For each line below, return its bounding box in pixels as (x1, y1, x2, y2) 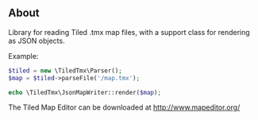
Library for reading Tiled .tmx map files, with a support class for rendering (8, 27, 250, 37)
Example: (8, 51, 39, 60)
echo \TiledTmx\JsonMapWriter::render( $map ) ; (8, 88, 161, 96)
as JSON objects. (8, 36, 65, 45)
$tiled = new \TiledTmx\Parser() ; (8, 67, 123, 75)
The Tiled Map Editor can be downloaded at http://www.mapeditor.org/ (8, 103, 241, 112)
